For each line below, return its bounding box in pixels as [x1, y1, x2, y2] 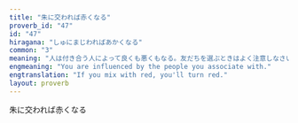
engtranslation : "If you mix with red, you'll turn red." [9, 71, 228, 80]
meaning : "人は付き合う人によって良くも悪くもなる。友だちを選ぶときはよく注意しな [9, 54, 279, 63]
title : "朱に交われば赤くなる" [9, 12, 111, 22]
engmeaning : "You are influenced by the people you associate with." [9, 63, 272, 72]
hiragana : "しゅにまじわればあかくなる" [9, 37, 143, 47]
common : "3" [9, 46, 53, 55]
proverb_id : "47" [9, 21, 74, 30]
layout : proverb [9, 79, 69, 88]
